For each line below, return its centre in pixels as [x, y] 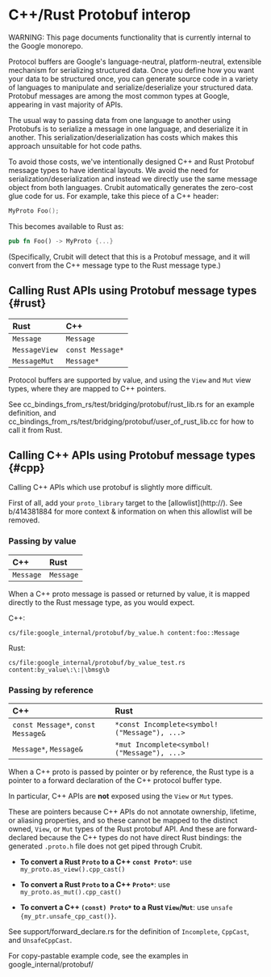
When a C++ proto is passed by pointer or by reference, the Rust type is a [131, 772]
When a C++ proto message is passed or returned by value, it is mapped [129, 594]
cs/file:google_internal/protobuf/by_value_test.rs [97, 662]
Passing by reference [51, 690]
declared [23, 837]
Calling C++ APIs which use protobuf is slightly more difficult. [110, 488]
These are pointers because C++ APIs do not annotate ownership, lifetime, [132, 811]
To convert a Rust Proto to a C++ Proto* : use [95, 884]
